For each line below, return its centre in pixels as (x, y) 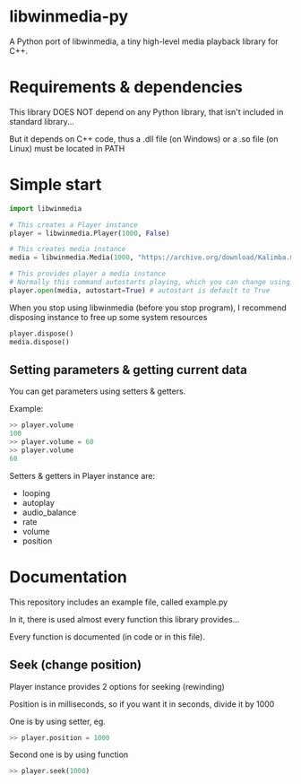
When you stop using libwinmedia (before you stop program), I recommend (148, 308)
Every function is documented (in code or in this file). (107, 636)
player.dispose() (42, 334)
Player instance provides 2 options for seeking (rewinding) (117, 686)
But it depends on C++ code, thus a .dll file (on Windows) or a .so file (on (144, 139)
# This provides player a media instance (88, 274)
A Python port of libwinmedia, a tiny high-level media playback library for (144, 41)
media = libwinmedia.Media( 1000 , (72, 257)
